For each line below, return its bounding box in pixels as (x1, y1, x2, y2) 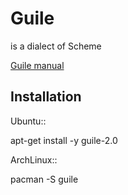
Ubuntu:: (10, 115, 47, 127)
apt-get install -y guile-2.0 (10, 134, 118, 146)
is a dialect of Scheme (10, 40, 102, 52)
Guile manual (10, 59, 65, 71)
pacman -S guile (10, 173, 79, 185)
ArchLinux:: (10, 153, 58, 166)
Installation (10, 88, 82, 106)
